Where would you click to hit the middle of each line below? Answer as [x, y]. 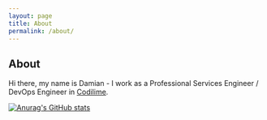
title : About [30, 24]
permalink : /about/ [41, 31]
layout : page [30, 16]
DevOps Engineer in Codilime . [58, 92]
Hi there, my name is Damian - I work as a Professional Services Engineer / [133, 84]
